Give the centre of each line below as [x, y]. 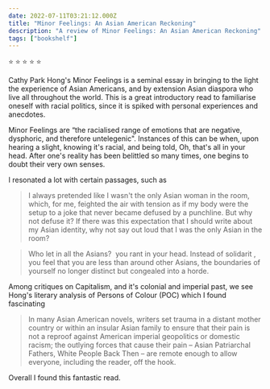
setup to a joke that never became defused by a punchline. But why [140, 213]
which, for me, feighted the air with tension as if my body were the [138, 204]
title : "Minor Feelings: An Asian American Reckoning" [102, 23]
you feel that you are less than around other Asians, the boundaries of [144, 263]
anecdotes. [27, 114]
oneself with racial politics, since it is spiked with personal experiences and [133, 106]
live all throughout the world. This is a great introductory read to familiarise [132, 97]
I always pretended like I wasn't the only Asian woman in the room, [139, 196]
